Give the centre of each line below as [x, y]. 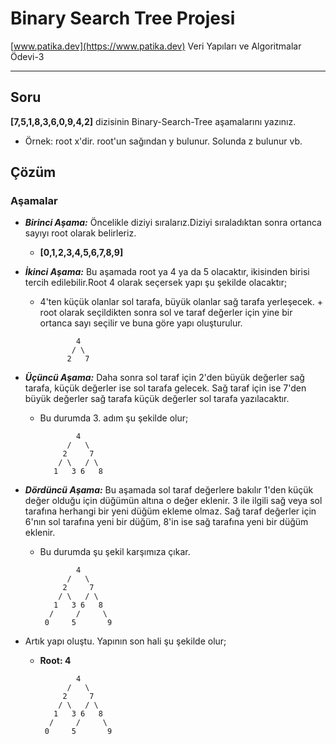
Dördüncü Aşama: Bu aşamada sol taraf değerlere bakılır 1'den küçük [169, 490]
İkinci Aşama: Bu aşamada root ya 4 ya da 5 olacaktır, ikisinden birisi [167, 272]
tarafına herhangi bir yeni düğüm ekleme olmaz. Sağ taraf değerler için [170, 511]
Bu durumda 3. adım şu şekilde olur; [114, 418]
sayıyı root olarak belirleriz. [80, 233]
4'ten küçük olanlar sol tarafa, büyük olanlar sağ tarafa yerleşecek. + [181, 302]
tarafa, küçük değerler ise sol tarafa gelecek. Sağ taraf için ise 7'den [165, 388]
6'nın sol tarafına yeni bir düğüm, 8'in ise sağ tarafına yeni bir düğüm [166, 522]
